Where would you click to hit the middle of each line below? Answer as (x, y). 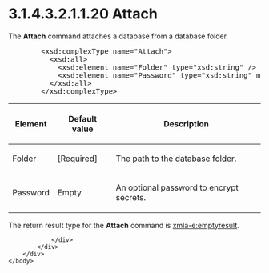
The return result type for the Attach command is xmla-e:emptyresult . (124, 225)
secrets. (131, 197)
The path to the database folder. (176, 159)
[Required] (77, 159)
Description (187, 123)
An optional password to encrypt (177, 187)
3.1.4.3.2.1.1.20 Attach (83, 14)
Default (82, 118)
